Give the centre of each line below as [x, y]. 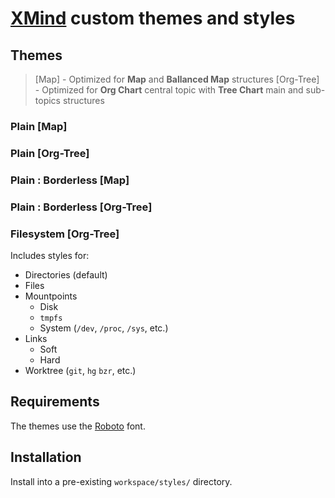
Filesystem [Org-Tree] [65, 234]
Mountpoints [51, 296]
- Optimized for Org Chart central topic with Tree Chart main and [169, 90]
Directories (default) [66, 274]
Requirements [55, 402]
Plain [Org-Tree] [50, 153]
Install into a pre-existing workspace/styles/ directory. [121, 481]
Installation [46, 457]
